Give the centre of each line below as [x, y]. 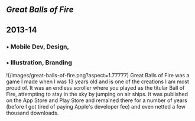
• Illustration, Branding [39, 63]
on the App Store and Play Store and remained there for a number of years [97, 100]
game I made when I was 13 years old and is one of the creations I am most [97, 81]
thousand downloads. [32, 113]
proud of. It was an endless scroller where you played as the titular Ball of [95, 88]
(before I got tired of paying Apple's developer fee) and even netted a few [96, 107]
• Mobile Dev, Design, [38, 47]
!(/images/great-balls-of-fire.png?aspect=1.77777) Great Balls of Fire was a [98, 75]
